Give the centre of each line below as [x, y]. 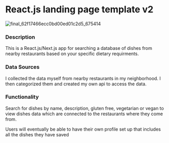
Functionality [22, 97]
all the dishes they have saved [37, 134]
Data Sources [23, 67]
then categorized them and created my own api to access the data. [76, 84]
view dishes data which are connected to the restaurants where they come [84, 114]
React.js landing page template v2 [79, 10]
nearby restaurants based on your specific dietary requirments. [72, 54]
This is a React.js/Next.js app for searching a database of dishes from [79, 48]
